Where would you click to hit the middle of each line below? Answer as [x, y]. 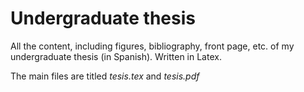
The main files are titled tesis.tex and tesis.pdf [105, 76]
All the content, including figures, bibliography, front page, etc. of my [152, 46]
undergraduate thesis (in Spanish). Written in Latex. [116, 56]
